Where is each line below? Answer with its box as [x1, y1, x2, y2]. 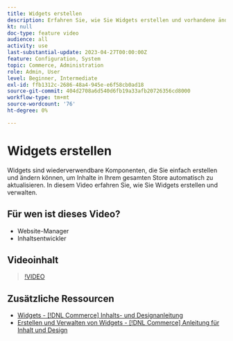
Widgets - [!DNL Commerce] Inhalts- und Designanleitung [17, 311, 184, 319]
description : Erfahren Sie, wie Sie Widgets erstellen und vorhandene [7, 17, 216, 24]
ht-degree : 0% [7, 107, 49, 114]
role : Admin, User [7, 68, 60, 75]
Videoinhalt [7, 254, 59, 266]
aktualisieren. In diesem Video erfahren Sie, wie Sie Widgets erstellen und [7, 181, 218, 189]
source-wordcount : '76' [7, 101, 76, 108]
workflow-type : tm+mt [7, 94, 70, 101]
